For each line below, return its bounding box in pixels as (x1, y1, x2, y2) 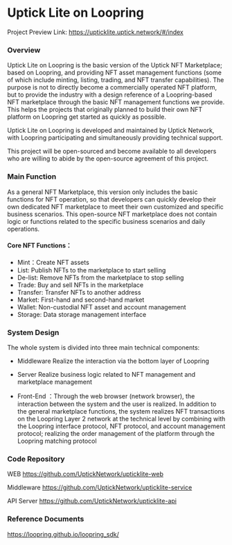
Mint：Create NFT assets (17, 258, 90, 266)
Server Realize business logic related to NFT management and (17, 371, 196, 379)
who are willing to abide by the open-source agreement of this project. (7, 154, 209, 163)
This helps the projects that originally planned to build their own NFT (7, 106, 203, 114)
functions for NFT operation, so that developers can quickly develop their (7, 195, 217, 203)
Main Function (7, 172, 57, 181)
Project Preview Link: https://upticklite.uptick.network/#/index (7, 28, 184, 36)
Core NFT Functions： (7, 241, 72, 250)
